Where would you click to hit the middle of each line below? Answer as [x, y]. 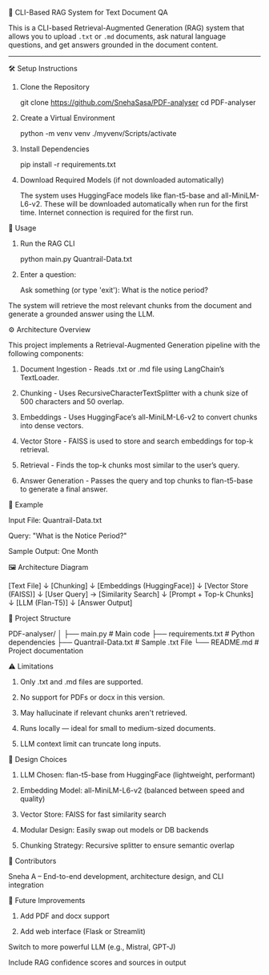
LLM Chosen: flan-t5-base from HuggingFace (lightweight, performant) [137, 775]
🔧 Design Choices [38, 759]
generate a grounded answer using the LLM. [81, 314]
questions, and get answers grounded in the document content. [113, 45]
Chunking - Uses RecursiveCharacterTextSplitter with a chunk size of [134, 393]
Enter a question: [48, 275]
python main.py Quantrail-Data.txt [76, 259]
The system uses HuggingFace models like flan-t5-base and [120, 195]
